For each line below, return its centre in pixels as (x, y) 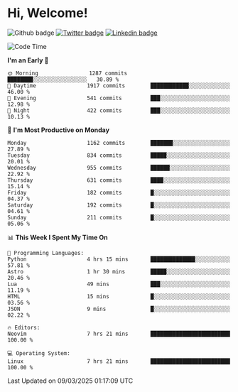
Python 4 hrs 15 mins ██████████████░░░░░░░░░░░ (119, 259)
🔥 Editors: (24, 327)
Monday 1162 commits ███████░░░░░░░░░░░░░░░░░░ (119, 143)
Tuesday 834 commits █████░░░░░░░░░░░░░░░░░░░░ (119, 155)
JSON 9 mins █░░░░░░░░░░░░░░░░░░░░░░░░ (119, 309)
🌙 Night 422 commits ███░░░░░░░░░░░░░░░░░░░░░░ (119, 110)
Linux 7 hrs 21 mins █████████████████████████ (119, 361)
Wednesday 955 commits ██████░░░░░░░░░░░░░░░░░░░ (119, 168)
